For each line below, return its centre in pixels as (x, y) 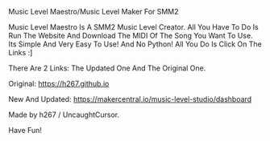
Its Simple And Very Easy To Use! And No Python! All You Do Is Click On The (135, 44)
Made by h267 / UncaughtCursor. (64, 115)
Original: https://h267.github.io (59, 84)
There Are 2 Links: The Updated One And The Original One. (107, 68)
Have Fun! (25, 130)
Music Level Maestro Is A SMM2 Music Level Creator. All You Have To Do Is (134, 27)
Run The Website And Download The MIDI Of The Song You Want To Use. (131, 36)
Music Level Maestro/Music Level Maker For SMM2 (93, 12)
